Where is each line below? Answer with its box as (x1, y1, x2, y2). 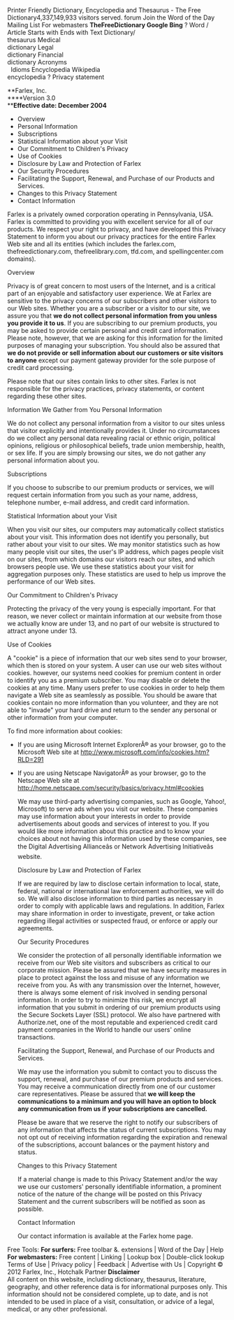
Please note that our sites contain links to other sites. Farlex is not (7, 377, 197, 385)
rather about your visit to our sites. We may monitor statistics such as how (7, 540, 221, 548)
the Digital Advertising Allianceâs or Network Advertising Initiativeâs (17, 842, 214, 851)
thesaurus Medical (7, 36, 61, 44)
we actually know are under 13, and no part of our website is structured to (7, 619, 220, 627)
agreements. (17, 924, 54, 932)
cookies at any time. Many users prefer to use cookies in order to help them (7, 683, 225, 692)
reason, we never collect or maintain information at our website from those (7, 612, 222, 620)
